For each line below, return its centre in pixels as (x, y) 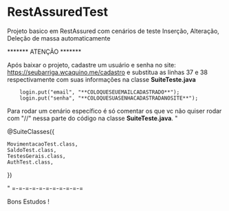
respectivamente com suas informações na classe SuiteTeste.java (101, 79)
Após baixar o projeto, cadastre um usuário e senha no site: (92, 65)
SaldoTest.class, (32, 150)
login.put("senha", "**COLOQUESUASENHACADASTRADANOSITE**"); (109, 98)
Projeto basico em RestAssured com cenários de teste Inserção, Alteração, (113, 31)
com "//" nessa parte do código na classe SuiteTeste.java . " (92, 118)
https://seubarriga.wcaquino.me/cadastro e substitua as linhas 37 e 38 (108, 72)
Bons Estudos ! (29, 201)
